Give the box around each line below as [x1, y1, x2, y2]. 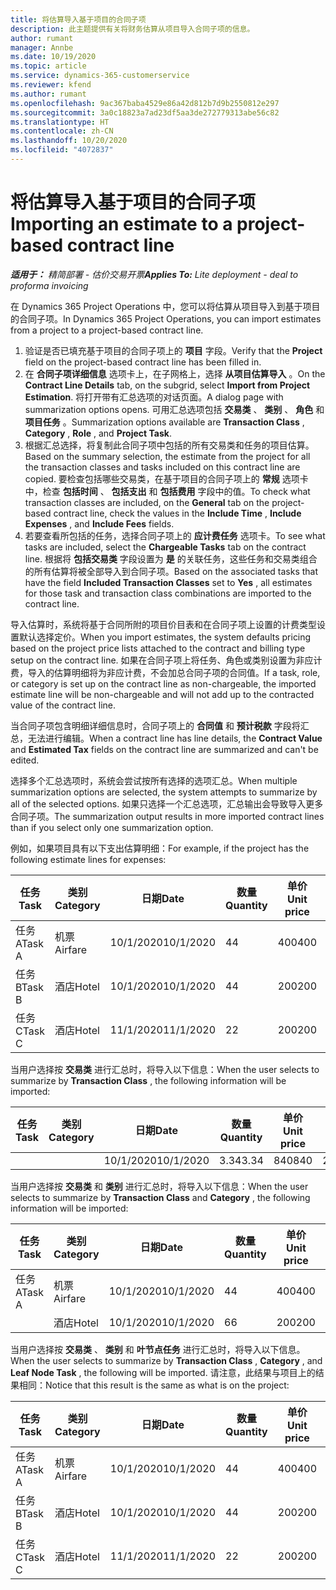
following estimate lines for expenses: [10, 853, 167, 865]
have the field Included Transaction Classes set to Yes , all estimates [24, 576, 313, 588]
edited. [10, 754, 40, 766]
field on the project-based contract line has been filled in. [24, 356, 262, 368]
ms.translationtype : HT [10, 117, 110, 127]
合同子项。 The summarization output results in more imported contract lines [10, 810, 325, 822]
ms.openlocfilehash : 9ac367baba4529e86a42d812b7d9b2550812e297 [10, 98, 280, 108]
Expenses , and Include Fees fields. [24, 517, 175, 530]
